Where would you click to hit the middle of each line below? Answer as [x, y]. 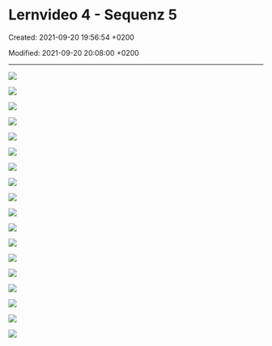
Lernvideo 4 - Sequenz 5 [93, 15]
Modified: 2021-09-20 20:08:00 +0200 [74, 53]
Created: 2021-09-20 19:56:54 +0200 [72, 37]
